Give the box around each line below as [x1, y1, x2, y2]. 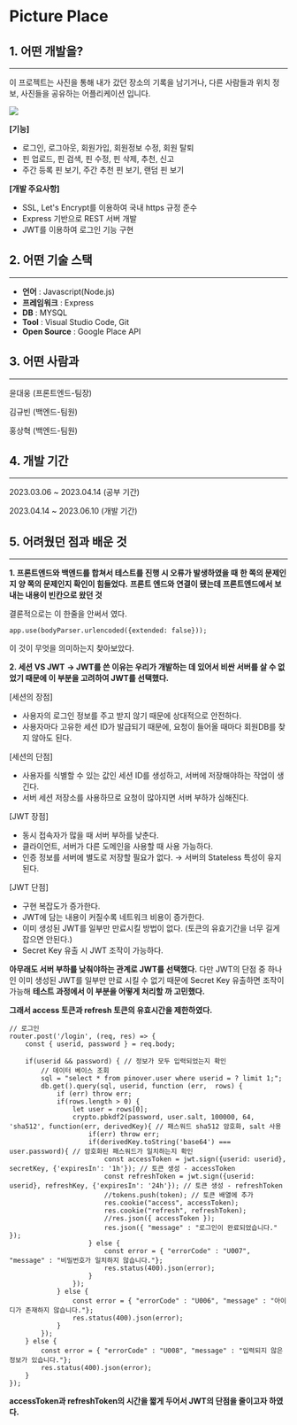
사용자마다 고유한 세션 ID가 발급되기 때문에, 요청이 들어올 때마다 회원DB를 [21, 722, 277, 732]
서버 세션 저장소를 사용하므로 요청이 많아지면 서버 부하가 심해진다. [21, 793, 249, 803]
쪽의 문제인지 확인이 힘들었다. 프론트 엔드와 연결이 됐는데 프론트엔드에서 [27, 578, 273, 590]
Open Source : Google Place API [21, 326, 141, 337]
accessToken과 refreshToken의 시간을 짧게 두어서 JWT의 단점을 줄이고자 [9, 1396, 268, 1406]
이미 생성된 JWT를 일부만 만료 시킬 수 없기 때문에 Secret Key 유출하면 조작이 [18, 975, 285, 986]
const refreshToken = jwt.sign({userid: [103, 1172, 255, 1181]
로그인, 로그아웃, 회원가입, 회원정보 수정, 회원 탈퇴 [21, 143, 194, 152]
